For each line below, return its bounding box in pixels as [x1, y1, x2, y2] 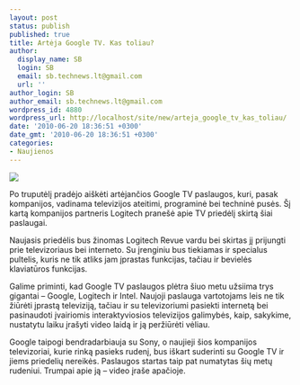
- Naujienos [9, 147, 54, 156]
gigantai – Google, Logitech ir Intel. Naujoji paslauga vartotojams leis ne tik [9, 290, 285, 301]
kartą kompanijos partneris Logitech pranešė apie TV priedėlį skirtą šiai [9, 208, 273, 219]
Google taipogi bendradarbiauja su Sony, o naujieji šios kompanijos [9, 336, 258, 347]
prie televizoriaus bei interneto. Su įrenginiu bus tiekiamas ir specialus [9, 244, 268, 255]
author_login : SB [9, 88, 75, 97]
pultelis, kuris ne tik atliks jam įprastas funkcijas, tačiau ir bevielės [9, 254, 252, 264]
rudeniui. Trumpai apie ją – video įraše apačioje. [9, 365, 186, 376]
